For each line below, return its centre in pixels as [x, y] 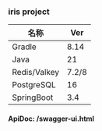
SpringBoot [33, 97]
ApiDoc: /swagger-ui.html [51, 119]
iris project [29, 12]
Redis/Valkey [36, 73]
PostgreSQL [34, 85]
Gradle [24, 47]
